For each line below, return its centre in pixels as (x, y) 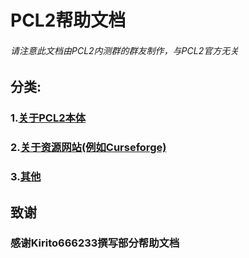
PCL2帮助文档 (68, 20)
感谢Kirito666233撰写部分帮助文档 (95, 243)
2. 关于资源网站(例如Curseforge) (88, 148)
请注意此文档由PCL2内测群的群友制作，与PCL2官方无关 (125, 50)
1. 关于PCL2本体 (48, 118)
